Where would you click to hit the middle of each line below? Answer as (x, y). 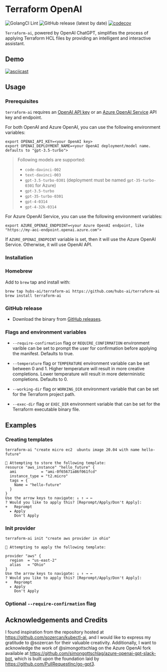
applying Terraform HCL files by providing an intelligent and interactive (78, 38)
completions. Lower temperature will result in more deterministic (79, 374)
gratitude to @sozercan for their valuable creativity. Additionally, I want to (81, 642)
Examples (21, 425)
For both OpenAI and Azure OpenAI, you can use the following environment (83, 127)
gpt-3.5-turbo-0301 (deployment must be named (75, 180)
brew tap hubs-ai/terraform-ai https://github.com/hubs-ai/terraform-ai (82, 291)
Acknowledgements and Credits (56, 620)
